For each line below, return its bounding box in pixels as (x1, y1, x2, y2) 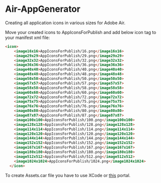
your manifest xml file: (5, 35, 50, 40)
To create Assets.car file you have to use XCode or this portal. (5, 172, 131, 178)
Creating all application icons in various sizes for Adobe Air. (5, 20, 126, 26)
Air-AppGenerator (5, 3, 80, 15)
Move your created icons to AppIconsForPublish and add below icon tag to (5, 29, 156, 35)
